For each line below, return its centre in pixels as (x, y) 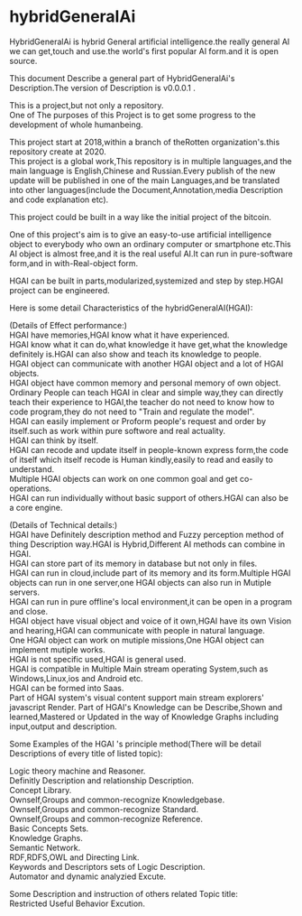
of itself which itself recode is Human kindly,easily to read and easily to (141, 459)
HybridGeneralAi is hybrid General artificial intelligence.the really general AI (150, 42)
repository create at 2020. (58, 152)
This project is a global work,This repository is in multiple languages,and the (151, 161)
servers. (25, 592)
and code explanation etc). (59, 199)
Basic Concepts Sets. (49, 828)
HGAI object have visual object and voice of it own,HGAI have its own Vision (151, 621)
